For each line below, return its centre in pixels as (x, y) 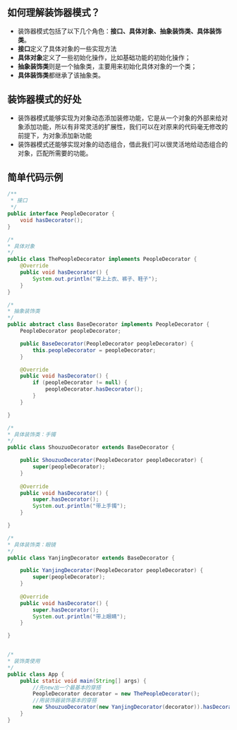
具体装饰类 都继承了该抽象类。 (61, 75)
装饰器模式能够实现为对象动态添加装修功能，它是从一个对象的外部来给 (120, 118)
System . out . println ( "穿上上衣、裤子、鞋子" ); (95, 279)
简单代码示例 (35, 177)
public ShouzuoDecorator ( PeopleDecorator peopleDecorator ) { (111, 461)
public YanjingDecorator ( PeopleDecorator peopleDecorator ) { (111, 571)
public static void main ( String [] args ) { (83, 681)
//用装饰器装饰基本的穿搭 (65, 700)
